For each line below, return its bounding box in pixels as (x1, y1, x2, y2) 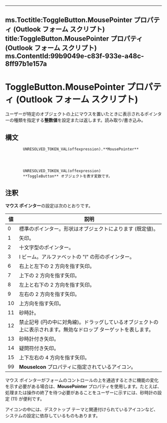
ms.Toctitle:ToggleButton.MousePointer (5, 16, 133, 24)
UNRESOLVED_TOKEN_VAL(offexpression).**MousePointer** (23, 147, 139, 152)
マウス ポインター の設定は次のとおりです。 (5, 203, 93, 209)
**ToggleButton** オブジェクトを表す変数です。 (23, 174, 113, 179)
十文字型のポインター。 (19, 244, 74, 251)
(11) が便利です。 (10, 396, 45, 402)
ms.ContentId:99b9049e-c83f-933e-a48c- (5, 52, 144, 60)
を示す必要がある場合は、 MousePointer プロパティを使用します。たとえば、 (5, 383, 162, 389)
